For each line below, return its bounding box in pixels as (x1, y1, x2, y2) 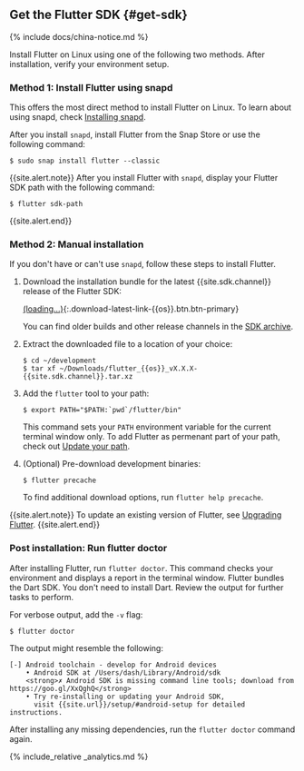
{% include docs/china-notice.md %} (9, 31, 149, 42)
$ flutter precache (22, 476, 97, 485)
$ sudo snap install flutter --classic (9, 156, 161, 166)
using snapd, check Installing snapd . (9, 112, 147, 123)
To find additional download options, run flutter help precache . (22, 492, 264, 503)
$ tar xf (22, 364, 56, 373)
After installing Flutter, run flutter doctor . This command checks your (9, 562, 274, 573)
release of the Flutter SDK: (22, 286, 123, 297)
